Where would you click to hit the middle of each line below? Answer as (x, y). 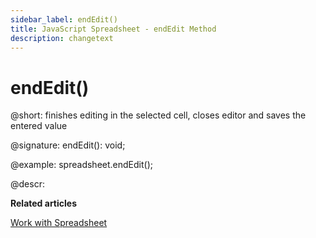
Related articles (43, 203)
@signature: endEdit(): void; (68, 145)
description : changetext (62, 38)
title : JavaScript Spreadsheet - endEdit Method (113, 29)
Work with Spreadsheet (59, 223)
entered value (39, 126)
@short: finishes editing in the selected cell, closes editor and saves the (158, 115)
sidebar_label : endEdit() (64, 19)
